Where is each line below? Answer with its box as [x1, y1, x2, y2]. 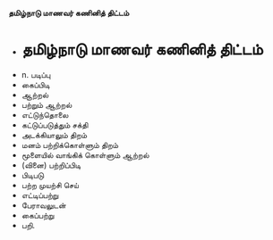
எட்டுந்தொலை [21, 109, 69, 120]
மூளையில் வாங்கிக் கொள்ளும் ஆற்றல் [21, 149, 149, 160]
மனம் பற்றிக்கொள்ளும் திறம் [21, 139, 119, 150]
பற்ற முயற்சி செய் [21, 179, 80, 190]
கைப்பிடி [21, 79, 50, 90]
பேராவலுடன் [21, 200, 66, 211]
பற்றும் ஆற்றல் [21, 99, 73, 110]
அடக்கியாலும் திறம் [21, 129, 88, 140]
